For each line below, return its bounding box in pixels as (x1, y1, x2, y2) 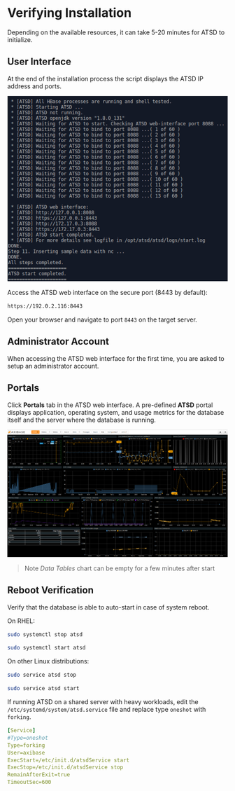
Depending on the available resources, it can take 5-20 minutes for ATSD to (7, 28, 225, 36)
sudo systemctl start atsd (7, 645, 86, 652)
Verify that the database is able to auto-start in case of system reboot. (7, 603, 210, 611)
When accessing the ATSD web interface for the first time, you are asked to (7, 354, 225, 362)
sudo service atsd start (7, 685, 80, 692)
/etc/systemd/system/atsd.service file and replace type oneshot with (7, 706, 206, 714)
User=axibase (7, 749, 45, 756)
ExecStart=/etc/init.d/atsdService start (7, 757, 130, 764)
